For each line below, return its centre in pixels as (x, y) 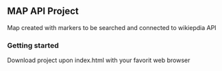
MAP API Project (43, 11)
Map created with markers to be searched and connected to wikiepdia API (112, 27)
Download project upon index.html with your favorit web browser (99, 60)
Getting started (33, 45)
